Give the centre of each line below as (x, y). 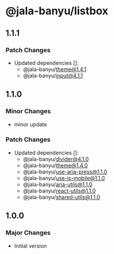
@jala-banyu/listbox (57, 11)
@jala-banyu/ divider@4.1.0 (56, 159)
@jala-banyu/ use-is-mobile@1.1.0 (64, 178)
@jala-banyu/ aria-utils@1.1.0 (58, 184)
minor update (31, 124)
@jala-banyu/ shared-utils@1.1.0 (61, 197)
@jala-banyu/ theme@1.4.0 (56, 165)
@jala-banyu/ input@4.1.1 (53, 75)
